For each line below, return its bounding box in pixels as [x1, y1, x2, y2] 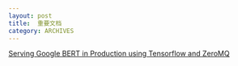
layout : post [8, 11, 53, 20]
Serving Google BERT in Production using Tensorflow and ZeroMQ [8, 49, 230, 59]
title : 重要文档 [8, 19, 62, 27]
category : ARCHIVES [8, 27, 74, 35]
